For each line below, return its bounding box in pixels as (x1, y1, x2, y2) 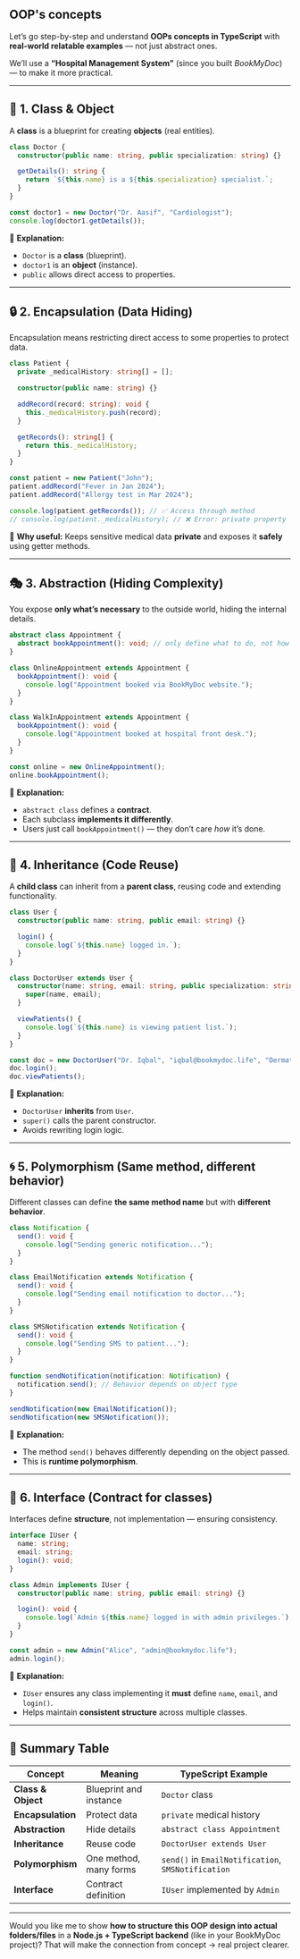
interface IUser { (9, 1531, 78, 1541)
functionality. (9, 891, 58, 901)
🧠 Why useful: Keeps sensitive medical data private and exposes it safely (9, 531, 283, 542)
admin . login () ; (9, 1654, 66, 1663)
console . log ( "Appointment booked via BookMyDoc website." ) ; (25, 680, 254, 689)
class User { (9, 908, 58, 917)
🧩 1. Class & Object (9, 102, 114, 117)
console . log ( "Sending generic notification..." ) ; (25, 1240, 214, 1249)
